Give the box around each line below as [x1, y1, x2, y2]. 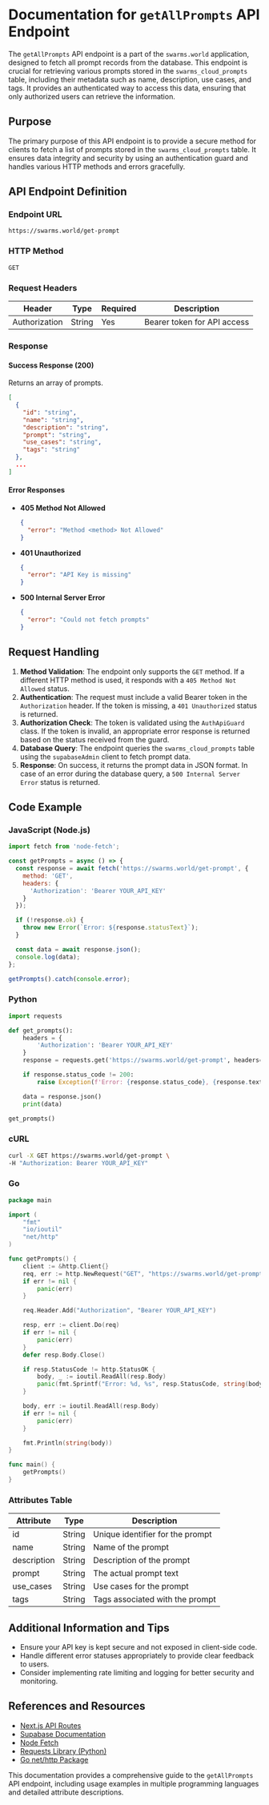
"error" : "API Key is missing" [27, 571, 132, 579]
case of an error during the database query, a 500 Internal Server [19, 769, 241, 778]
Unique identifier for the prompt [93, 1529, 212, 1540]
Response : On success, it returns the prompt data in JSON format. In [19, 760, 248, 770]
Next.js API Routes [19, 1720, 82, 1731]
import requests [8, 1011, 62, 1020]
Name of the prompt [93, 1542, 170, 1553]
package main [8, 1196, 52, 1204]
